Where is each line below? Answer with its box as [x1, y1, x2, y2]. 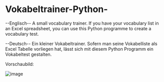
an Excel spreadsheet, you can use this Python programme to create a [5, 25, 151, 31]
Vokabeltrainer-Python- [5, 4, 108, 15]
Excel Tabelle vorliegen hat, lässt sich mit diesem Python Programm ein [5, 46, 154, 52]
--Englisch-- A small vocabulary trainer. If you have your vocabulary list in [5, 20, 159, 26]
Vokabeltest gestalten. [5, 51, 52, 57]
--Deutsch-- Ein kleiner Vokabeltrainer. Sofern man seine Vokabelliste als [5, 40, 157, 46]
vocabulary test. [5, 31, 39, 37]
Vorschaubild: [5, 61, 34, 67]
